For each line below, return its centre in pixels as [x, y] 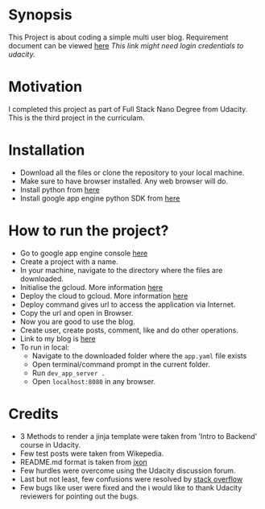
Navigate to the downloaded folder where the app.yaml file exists [139, 355]
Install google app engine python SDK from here [100, 198]
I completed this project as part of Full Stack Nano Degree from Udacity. [128, 109]
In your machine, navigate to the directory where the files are [121, 270]
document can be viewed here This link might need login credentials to [126, 45]
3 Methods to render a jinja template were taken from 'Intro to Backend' [139, 436]
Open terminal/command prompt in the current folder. [121, 364]
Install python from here [60, 189]
